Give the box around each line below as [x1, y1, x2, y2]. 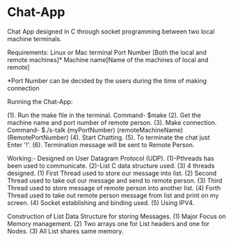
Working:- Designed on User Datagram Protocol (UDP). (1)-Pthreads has [7, 154, 214, 162]
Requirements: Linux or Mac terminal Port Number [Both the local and [7, 48, 207, 56]
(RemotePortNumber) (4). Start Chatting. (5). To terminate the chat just [7, 133, 210, 142]
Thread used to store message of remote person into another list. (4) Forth [7, 183, 221, 192]
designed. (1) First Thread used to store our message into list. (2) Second [7, 169, 217, 177]
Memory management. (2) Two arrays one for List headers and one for [7, 219, 210, 227]
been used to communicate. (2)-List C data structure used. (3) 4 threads [7, 161, 215, 169]
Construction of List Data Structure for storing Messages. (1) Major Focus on [7, 212, 226, 220]
